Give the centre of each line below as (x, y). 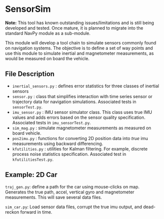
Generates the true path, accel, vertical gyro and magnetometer (70, 192)
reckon (12, 212)
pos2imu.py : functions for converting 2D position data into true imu (80, 138)
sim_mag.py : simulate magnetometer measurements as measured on (82, 128)
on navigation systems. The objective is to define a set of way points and (79, 48)
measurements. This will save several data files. (54, 197)
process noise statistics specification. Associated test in (69, 154)
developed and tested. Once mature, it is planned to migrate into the (74, 28)
